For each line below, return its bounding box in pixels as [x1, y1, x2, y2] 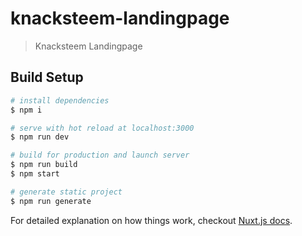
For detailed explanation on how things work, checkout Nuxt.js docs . [10, 214, 293, 226]
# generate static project [10, 187, 123, 197]
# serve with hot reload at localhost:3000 [10, 123, 195, 133]
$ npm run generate [10, 196, 92, 206]
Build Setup [10, 69, 84, 86]
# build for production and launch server [10, 150, 190, 161]
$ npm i [10, 105, 43, 115]
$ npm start [10, 169, 60, 179]
